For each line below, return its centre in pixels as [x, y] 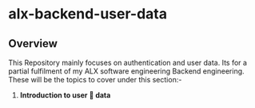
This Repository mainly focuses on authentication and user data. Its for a [128, 62]
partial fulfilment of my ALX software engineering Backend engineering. [127, 71]
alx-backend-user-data [88, 14]
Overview [33, 44]
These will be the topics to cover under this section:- [95, 80]
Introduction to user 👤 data [65, 95]
